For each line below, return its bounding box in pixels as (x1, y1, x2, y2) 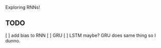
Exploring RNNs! (5, 5, 40, 10)
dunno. (5, 37, 21, 43)
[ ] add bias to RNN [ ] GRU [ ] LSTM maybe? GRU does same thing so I (5, 32, 156, 38)
